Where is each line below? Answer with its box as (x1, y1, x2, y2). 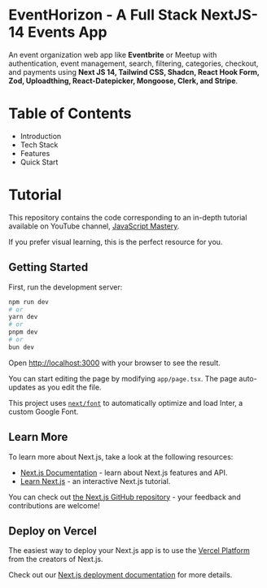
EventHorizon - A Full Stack (8, 6, 198, 24)
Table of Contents (8, 104, 132, 123)
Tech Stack (20, 140, 59, 150)
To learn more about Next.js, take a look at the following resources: (8, 451, 234, 461)
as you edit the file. (37, 382, 102, 392)
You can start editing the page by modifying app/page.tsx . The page (8, 373, 238, 383)
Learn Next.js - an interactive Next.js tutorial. (20, 476, 171, 486)
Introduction (20, 131, 62, 141)
